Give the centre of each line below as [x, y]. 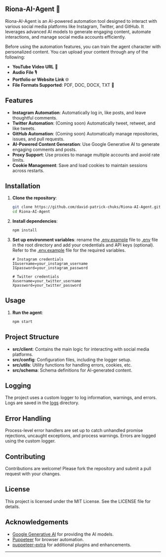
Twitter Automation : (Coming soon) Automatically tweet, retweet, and [84, 123]
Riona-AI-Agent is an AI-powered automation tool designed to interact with [81, 21]
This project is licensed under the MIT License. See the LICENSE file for [78, 501]
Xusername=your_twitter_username [47, 281]
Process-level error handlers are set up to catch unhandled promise [74, 431]
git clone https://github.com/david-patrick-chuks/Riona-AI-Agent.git [86, 207]
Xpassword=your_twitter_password [47, 286]
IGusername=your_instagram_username [50, 264]
